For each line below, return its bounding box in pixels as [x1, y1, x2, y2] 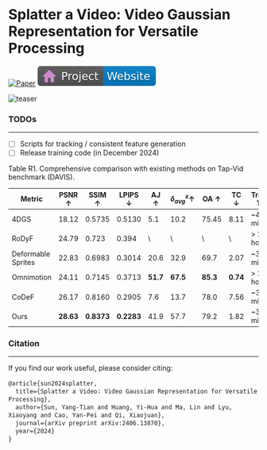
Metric [20, 194, 44, 204]
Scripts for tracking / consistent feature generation [19, 139, 186, 148]
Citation [8, 337, 40, 348]
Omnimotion [11, 272, 52, 283]
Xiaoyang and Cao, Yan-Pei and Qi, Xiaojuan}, [8, 411, 165, 420]
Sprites [11, 257, 36, 267]
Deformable [11, 248, 51, 259]
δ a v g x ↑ [170, 193, 195, 206]
